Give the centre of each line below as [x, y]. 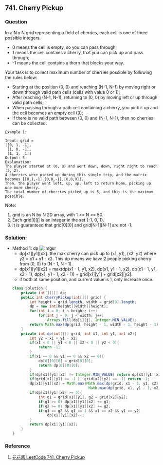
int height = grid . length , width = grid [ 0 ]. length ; [83, 302]
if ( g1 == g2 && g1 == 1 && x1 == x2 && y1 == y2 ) [90, 411]
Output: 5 [15, 158]
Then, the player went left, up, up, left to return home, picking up [78, 183]
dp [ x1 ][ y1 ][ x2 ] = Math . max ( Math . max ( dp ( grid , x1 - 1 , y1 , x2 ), [95, 384]
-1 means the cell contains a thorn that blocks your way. [68, 62]
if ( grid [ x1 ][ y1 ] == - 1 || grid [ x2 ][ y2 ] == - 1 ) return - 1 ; [90, 379]
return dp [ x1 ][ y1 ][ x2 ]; [54, 425]
